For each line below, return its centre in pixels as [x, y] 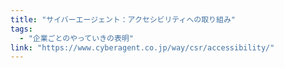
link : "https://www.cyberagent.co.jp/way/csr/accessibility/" [142, 47]
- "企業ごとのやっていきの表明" [76, 38]
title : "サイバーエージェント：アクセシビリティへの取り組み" [123, 19]
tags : [21, 29]
